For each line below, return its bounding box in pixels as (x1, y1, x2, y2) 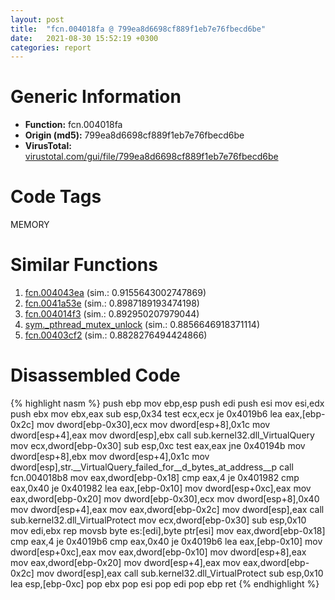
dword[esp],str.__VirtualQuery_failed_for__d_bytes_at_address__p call (10, 461, 294, 473)
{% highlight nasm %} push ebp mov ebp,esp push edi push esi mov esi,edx (10, 397, 325, 409)
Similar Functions (10, 254, 158, 276)
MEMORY (10, 219, 50, 231)
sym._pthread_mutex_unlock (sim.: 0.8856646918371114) (24, 319, 261, 331)
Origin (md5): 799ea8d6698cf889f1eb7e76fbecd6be (24, 129, 245, 141)
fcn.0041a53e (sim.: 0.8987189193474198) (24, 297, 200, 310)
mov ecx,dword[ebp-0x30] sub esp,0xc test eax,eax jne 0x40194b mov (10, 440, 306, 451)
